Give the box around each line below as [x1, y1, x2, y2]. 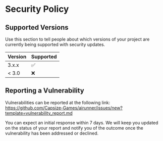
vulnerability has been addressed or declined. [5, 130, 99, 136]
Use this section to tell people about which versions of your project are [5, 36, 150, 42]
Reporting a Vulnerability [5, 87, 84, 95]
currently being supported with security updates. [5, 42, 106, 47]
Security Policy [5, 3, 69, 15]
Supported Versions [5, 23, 68, 32]
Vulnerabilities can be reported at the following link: [5, 99, 110, 105]
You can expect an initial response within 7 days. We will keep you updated [5, 120, 159, 126]
